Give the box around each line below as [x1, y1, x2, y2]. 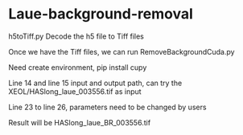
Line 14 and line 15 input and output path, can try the [8, 78, 183, 88]
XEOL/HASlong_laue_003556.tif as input [8, 86, 142, 96]
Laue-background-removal [8, 5, 193, 23]
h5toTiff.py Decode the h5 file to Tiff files [8, 31, 145, 41]
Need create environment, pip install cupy [8, 62, 147, 72]
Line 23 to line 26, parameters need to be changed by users [8, 102, 207, 112]
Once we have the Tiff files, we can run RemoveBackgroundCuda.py [8, 47, 235, 56]
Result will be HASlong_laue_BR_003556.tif [8, 117, 151, 127]
